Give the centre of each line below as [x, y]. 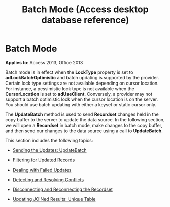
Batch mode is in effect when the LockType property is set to [69, 72]
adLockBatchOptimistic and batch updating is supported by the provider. [82, 77]
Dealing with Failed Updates [42, 170]
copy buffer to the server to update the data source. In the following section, [85, 119]
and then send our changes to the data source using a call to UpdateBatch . [84, 131]
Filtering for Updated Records [44, 160]
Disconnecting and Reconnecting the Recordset [63, 189]
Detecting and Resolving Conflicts [48, 179]
